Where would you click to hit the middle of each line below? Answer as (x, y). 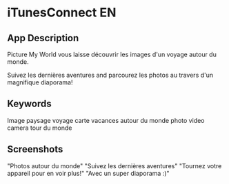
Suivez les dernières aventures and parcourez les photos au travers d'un (110, 75)
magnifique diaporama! (40, 82)
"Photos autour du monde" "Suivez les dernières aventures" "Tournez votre (114, 165)
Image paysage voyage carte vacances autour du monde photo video (106, 120)
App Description (43, 38)
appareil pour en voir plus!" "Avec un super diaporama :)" (89, 173)
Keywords (29, 104)
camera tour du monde (40, 128)
